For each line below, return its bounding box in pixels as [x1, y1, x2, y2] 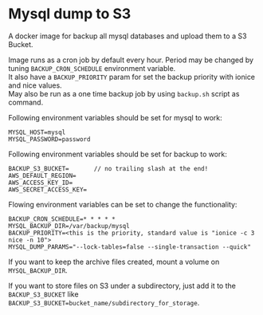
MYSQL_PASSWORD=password [8, 135, 91, 144]
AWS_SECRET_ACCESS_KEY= [8, 185, 88, 194]
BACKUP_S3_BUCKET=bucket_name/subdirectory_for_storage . [8, 297, 200, 307]
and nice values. [8, 81, 62, 90]
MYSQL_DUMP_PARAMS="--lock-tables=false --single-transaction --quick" [8, 242, 251, 251]
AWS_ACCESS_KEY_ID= [8, 179, 73, 187]
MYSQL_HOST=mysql [8, 128, 66, 136]
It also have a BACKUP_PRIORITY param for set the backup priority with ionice [8, 72, 256, 81]
